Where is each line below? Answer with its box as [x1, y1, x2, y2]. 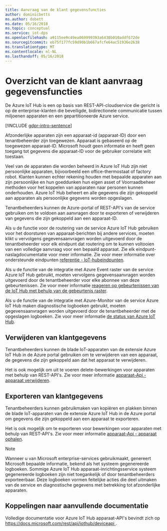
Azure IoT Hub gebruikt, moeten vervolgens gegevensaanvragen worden [5, 272, 155, 278]
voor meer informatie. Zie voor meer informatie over [48, 252, 155, 258]
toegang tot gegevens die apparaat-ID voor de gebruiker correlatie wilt [5, 148, 151, 154]
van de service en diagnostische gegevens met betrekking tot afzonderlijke [5, 482, 160, 488]
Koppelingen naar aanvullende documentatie [5, 502, 149, 510]
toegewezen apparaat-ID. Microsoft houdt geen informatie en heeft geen [5, 143, 155, 149]
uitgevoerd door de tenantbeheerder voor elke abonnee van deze [5, 277, 140, 283]
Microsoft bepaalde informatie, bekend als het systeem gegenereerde [5, 461, 149, 467]
